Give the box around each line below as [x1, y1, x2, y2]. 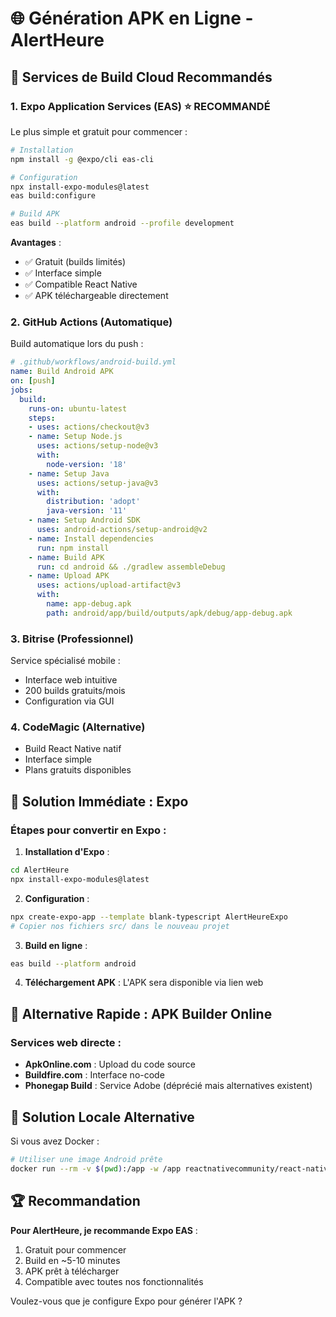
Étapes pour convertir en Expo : [10, 823, 167, 837]
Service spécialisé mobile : [10, 655, 121, 667]
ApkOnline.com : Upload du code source [24, 1058, 196, 1071]
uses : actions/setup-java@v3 [36, 478, 159, 488]
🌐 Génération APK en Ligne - [10, 7, 254, 30]
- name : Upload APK [28, 571, 110, 581]
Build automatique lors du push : [10, 338, 144, 350]
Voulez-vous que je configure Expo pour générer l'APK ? [10, 1295, 243, 1307]
